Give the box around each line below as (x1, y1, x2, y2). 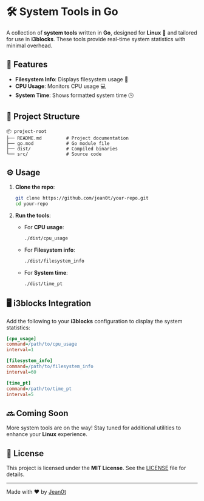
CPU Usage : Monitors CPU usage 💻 (15, 82, 106, 90)
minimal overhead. (6, 42, 53, 49)
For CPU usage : (24, 224, 64, 231)
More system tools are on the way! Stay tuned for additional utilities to (6, 424, 181, 431)
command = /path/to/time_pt (6, 386, 72, 392)
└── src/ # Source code (6, 151, 102, 157)
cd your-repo (15, 201, 49, 207)
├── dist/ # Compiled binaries (6, 146, 118, 152)
